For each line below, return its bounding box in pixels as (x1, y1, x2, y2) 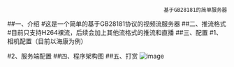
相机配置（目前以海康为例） (7, 37, 87, 45)
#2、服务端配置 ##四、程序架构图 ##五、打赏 (7, 52, 138, 60)
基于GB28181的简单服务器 (163, 6, 228, 13)
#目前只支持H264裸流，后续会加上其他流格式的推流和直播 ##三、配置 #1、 (7, 29, 222, 36)
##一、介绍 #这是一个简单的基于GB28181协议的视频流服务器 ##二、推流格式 (7, 20, 227, 28)
